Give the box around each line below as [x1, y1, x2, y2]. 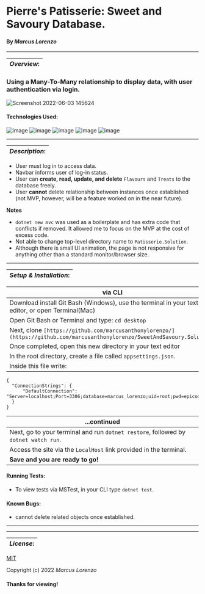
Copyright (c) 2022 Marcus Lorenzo [6, 567, 97, 574]
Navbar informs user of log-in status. [15, 168, 109, 176]
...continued [85, 417, 120, 426]
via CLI [102, 288, 123, 297]
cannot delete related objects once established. [15, 513, 135, 521]
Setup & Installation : [9, 270, 70, 279]
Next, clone [9, 325, 43, 334]
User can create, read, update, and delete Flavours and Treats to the [15, 175, 191, 183]
